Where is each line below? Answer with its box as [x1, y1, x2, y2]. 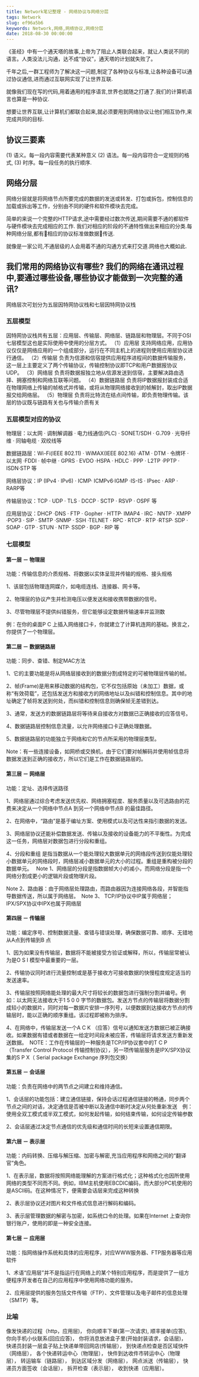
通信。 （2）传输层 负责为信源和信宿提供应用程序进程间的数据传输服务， [11, 354, 189, 361]
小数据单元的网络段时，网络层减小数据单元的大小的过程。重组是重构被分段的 [6, 857, 193, 864]
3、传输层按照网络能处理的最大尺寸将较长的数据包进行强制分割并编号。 [6, 989, 181, 996]
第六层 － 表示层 [6, 1137, 46, 1145]
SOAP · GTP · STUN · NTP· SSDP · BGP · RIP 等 [6, 524, 120, 531]
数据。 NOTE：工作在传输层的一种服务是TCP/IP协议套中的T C [11, 1039, 163, 1046]
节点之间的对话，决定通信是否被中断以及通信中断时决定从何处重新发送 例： [6, 1103, 193, 1110]
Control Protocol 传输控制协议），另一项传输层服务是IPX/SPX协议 [33, 1046, 191, 1053]
